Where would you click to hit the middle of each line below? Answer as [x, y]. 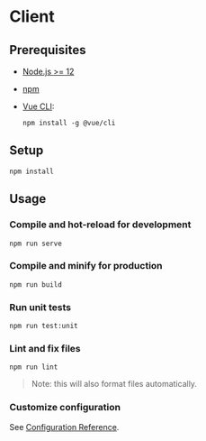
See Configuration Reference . [64, 427]
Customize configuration [65, 408]
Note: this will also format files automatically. [114, 384]
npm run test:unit [44, 326]
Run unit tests [40, 307]
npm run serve [36, 243]
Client [32, 17]
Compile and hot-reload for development [100, 225]
